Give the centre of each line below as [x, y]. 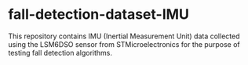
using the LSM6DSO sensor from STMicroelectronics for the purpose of [124, 44]
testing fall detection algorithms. [60, 52]
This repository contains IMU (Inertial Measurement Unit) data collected [124, 36]
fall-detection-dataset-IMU [99, 14]
